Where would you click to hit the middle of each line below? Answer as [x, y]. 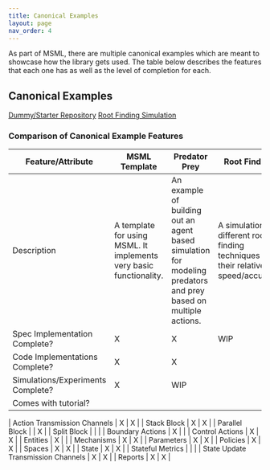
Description [34, 251]
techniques [239, 255]
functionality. [139, 276]
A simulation [241, 226]
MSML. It [131, 246]
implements [136, 255]
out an [183, 220]
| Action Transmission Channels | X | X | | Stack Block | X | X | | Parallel [125, 423]
